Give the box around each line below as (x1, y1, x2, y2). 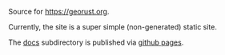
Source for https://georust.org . (8, 7, 110, 16)
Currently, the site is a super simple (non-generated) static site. (8, 22, 218, 31)
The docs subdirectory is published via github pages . (8, 37, 184, 47)
